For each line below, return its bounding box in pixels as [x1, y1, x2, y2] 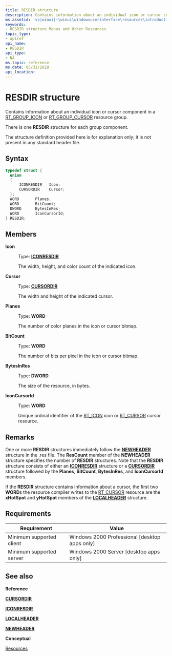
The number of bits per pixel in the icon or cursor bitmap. [18, 353, 139, 359]
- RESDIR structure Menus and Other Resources [5, 27, 106, 32]
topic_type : [5, 31, 31, 36]
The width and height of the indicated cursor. [18, 293, 114, 299]
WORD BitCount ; [10, 201, 56, 206]
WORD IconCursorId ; [10, 211, 66, 216]
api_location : [5, 70, 36, 75]
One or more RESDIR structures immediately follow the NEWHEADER [5, 447, 151, 452]
